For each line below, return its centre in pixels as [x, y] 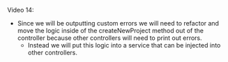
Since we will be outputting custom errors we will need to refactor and [118, 23]
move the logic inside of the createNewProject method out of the [111, 31]
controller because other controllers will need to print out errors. [109, 38]
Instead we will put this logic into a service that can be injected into [124, 45]
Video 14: [21, 10]
